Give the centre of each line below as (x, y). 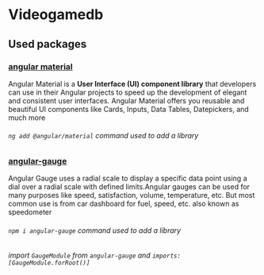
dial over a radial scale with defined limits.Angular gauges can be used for (129, 187)
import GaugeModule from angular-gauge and (79, 255)
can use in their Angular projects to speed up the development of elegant (128, 92)
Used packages (48, 44)
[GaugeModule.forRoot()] (49, 263)
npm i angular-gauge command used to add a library (94, 230)
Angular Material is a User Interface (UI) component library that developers (132, 83)
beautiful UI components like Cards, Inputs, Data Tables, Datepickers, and (129, 109)
